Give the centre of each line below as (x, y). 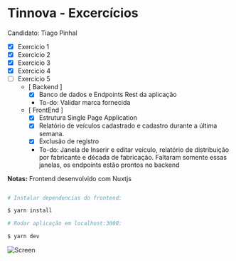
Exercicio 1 (33, 46)
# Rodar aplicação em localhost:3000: (65, 224)
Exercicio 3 (34, 63)
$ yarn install (30, 211)
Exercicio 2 (34, 55)
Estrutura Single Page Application (88, 118)
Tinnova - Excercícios (73, 13)
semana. (52, 134)
